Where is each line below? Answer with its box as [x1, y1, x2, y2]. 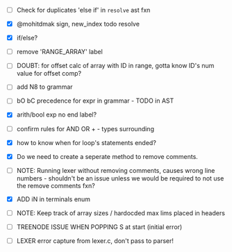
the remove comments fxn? [16, 181, 95, 190]
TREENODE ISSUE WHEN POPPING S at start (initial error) [16, 222, 183, 231]
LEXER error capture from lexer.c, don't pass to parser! [16, 236, 174, 245]
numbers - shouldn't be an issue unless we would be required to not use [16, 174, 224, 183]
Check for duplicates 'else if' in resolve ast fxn [16, 6, 151, 14]
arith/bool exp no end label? [16, 110, 97, 119]
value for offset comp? [16, 69, 81, 78]
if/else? [16, 34, 38, 42]
